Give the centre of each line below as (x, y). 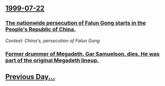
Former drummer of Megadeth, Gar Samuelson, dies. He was (82, 54)
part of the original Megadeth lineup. (52, 60)
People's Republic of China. (41, 29)
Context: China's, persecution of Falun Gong (53, 40)
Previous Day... (30, 77)
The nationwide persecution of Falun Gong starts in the (76, 23)
